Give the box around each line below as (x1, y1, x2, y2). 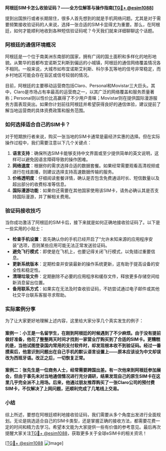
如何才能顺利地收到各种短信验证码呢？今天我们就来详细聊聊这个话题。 (13, 28, 157, 34)
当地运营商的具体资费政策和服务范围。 (9, 108, 87, 114)
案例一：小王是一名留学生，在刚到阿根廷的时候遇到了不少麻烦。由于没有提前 (5, 330, 161, 336)
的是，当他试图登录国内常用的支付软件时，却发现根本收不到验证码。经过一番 (5, 342, 161, 348)
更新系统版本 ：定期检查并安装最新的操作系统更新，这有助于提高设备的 (12, 260, 156, 267)
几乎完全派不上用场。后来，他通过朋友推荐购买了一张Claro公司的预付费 (9, 380, 155, 386)
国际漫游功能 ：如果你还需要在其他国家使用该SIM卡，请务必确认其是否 (12, 187, 155, 193)
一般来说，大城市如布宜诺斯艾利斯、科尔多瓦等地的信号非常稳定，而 (22, 66, 161, 72)
